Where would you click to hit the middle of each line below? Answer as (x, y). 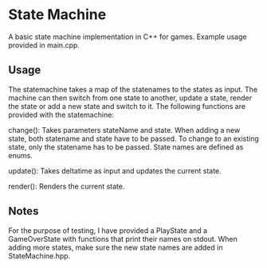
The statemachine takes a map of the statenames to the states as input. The (133, 89)
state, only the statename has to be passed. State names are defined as (126, 147)
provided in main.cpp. (44, 45)
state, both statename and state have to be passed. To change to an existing (133, 138)
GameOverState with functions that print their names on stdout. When (123, 239)
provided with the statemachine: (61, 115)
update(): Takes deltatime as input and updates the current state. (115, 171)
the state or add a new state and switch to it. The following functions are (127, 106)
